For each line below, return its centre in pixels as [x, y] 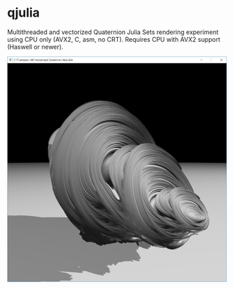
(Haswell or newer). [36, 47]
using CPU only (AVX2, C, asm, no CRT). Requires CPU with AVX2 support [114, 39]
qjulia [24, 13]
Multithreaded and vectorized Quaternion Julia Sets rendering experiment [113, 32]
